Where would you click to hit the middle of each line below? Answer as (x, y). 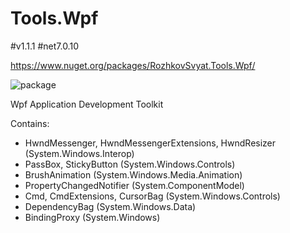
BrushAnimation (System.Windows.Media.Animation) (133, 174)
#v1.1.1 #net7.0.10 (44, 46)
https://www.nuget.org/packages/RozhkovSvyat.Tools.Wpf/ (133, 65)
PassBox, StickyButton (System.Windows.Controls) (130, 164)
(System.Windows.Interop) (79, 153)
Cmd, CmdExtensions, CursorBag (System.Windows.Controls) (152, 196)
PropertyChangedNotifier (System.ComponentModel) (134, 185)
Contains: (30, 123)
